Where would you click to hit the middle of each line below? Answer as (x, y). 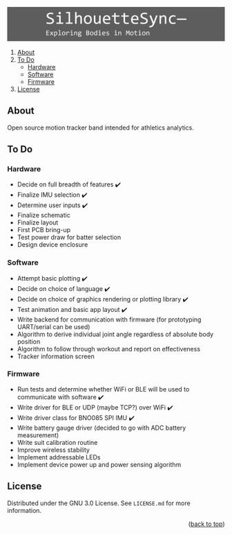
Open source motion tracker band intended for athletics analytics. (101, 128)
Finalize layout (38, 222)
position (29, 341)
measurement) (38, 435)
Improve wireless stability (53, 450)
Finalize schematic (43, 216)
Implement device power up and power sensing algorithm (99, 464)
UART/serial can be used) (54, 326)
